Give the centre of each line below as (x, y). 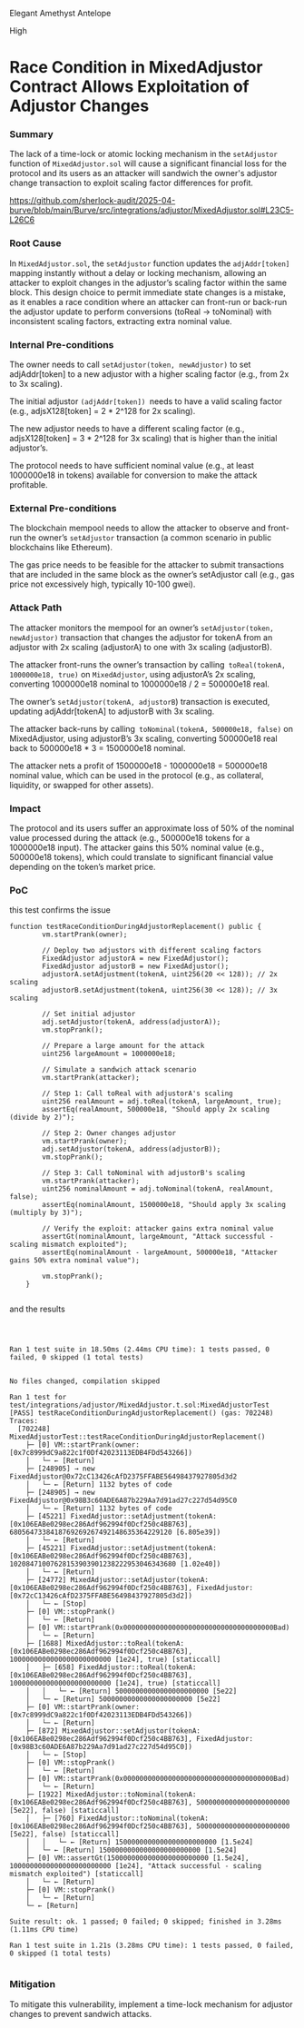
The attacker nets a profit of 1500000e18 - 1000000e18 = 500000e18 (138, 766)
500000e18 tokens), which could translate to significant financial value (142, 856)
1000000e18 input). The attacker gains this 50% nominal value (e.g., (137, 847)
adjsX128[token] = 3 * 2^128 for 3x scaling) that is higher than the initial (143, 439)
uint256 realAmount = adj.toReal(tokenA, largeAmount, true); (162, 1102)
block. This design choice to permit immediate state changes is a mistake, (147, 292)
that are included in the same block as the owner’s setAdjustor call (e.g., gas (152, 575)
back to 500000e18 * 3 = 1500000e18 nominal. (98, 747)
